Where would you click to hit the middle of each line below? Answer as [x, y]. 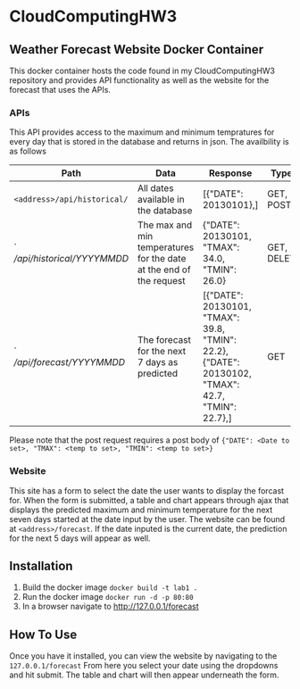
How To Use [43, 634]
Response [230, 173]
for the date [162, 259]
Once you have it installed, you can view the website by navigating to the [143, 656]
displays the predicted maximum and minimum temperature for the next [141, 510]
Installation [41, 565]
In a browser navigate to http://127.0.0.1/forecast [110, 606]
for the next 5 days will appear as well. [80, 538]
